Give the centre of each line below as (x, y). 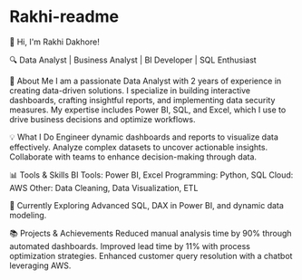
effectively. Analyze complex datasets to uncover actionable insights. (139, 147)
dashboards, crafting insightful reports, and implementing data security (142, 100)
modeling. (28, 215)
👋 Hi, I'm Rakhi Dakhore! (54, 42)
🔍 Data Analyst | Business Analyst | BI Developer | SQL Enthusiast (133, 60)
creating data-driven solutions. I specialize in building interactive (130, 90)
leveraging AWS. (40, 266)
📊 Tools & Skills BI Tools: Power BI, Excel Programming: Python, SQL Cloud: (151, 175)
